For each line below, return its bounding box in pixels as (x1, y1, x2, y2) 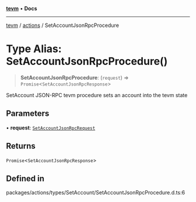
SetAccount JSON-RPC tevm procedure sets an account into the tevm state (6, 91, 188, 98)
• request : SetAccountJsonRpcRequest (6, 124, 96, 131)
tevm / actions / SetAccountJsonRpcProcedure (6, 22, 120, 29)
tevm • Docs (6, 5, 37, 12)
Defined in (6, 173, 45, 183)
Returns (6, 141, 36, 151)
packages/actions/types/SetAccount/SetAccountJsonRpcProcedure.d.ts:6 (6, 189, 185, 196)
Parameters (6, 108, 50, 119)
